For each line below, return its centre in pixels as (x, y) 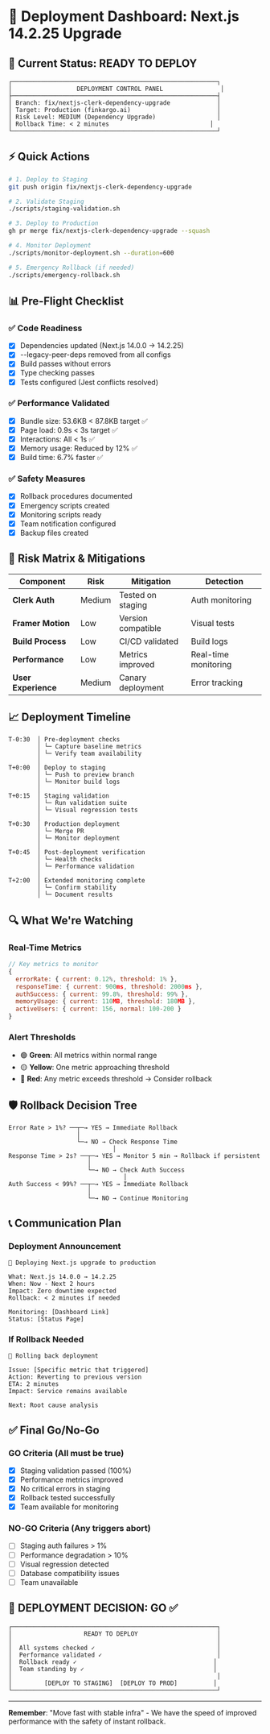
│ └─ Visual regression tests (88, 810)
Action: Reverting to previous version (75, 1377)
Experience (35, 687)
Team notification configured (68, 524)
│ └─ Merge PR (61, 832)
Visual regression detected (64, 1564)
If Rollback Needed (46, 1339)
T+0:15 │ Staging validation (59, 796)
